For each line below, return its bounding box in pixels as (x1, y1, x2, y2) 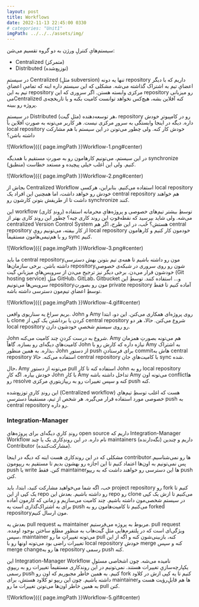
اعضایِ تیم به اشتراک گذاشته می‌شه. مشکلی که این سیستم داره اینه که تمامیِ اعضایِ (7, 82, 193, 89)
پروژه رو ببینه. (7, 101, 37, 108)
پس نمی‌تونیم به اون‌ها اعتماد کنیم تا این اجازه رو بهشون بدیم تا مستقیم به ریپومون (7, 460, 186, 467)
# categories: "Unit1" (7, 25, 63, 31)
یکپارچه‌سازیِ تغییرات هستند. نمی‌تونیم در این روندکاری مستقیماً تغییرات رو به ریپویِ (7, 564, 189, 571)
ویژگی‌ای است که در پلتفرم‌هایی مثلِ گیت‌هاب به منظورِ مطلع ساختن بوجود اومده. (7, 527, 185, 534)
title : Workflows (7, 14, 50, 20)
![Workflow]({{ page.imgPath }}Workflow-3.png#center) (7, 245, 144, 252)
